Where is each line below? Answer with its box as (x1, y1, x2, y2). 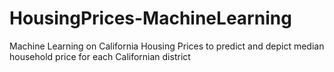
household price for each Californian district (9, 50, 191, 62)
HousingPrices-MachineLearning (9, 7, 292, 30)
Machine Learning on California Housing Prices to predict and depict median (9, 40, 325, 52)
